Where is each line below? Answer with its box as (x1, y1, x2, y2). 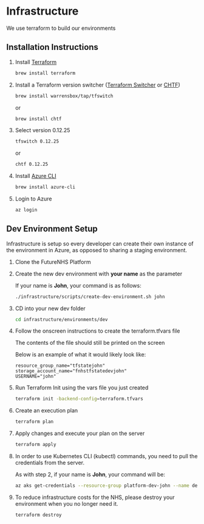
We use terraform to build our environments (6, 24, 116, 32)
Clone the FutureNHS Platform (15, 258, 91, 266)
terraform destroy (15, 512, 62, 518)
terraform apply (15, 442, 56, 448)
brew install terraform (15, 70, 76, 76)
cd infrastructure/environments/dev (15, 316, 108, 322)
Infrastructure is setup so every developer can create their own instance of (6, 239, 194, 247)
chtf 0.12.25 (15, 161, 49, 168)
